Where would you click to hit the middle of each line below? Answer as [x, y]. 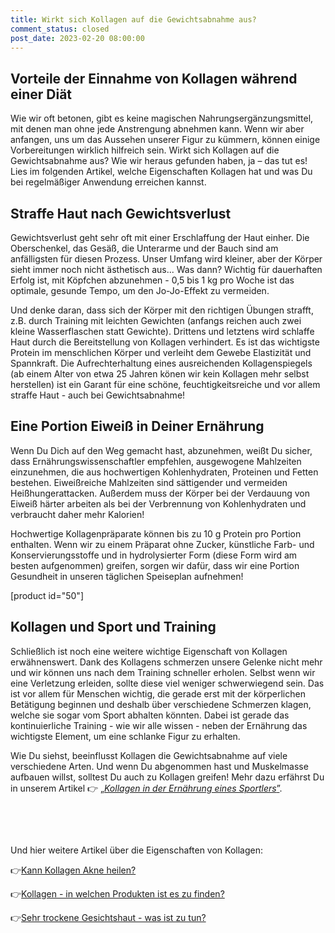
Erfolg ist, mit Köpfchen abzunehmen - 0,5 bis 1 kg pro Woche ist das [152, 280]
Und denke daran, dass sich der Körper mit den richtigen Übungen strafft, [162, 310]
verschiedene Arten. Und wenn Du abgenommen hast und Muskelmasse [159, 766]
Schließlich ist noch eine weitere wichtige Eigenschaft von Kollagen [149, 651]
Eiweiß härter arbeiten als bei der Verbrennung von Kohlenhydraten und [158, 503]
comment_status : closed [60, 29]
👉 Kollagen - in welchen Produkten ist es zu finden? [117, 893]
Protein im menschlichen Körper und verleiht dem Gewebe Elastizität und [161, 352]
